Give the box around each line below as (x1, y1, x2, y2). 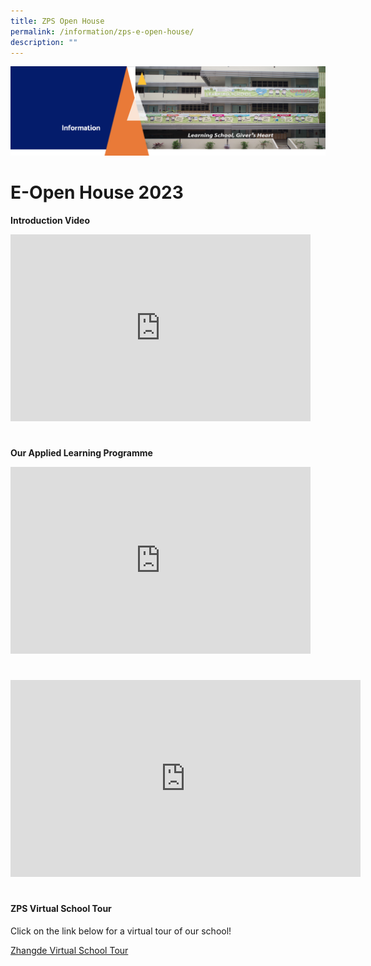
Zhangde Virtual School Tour (10, 944, 129, 956)
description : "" (10, 37, 78, 47)
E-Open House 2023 (10, 181, 184, 204)
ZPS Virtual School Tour (10, 903, 112, 915)
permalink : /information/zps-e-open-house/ (10, 26, 195, 37)
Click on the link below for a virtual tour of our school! (10, 925, 232, 937)
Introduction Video (10, 214, 91, 226)
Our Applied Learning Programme (10, 446, 153, 459)
